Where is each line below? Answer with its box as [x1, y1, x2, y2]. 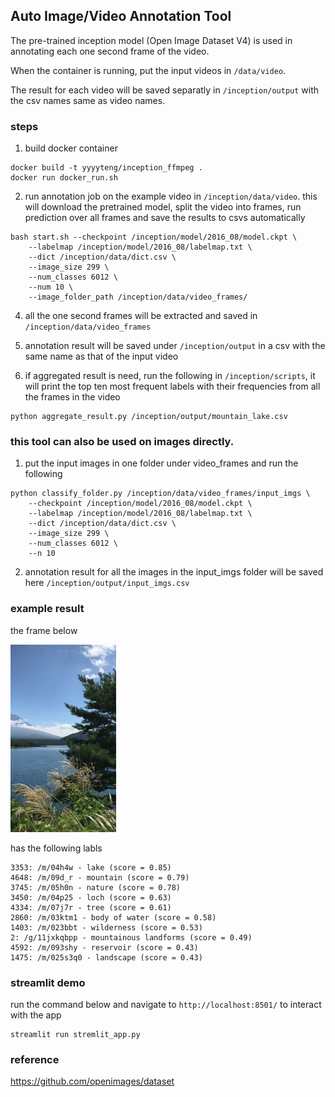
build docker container [24, 142, 118, 154]
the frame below [10, 624, 78, 636]
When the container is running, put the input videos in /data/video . [10, 64, 287, 76]
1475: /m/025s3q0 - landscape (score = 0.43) [10, 952, 203, 963]
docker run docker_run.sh [10, 173, 118, 183]
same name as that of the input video [24, 350, 179, 363]
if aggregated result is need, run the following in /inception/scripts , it [24, 370, 316, 382]
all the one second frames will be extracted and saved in [24, 310, 258, 322]
